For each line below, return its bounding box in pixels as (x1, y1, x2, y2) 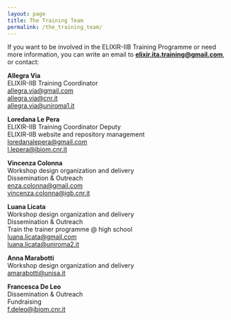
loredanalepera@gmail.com (7, 138, 88, 146)
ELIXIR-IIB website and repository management (7, 130, 145, 138)
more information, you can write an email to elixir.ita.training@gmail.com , (7, 50, 225, 59)
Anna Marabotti (7, 254, 54, 262)
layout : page (7, 10, 46, 18)
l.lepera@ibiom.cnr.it (7, 146, 68, 154)
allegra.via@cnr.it (7, 94, 58, 102)
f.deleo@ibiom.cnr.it (7, 305, 66, 314)
